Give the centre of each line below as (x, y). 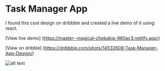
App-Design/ (19, 53)
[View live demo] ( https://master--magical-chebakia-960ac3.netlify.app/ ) (83, 38)
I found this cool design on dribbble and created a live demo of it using (80, 23)
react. (12, 28)
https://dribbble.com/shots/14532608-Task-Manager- (101, 48)
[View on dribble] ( (25, 48)
